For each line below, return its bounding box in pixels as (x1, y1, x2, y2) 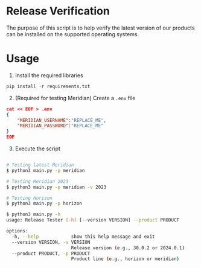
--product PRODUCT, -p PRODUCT (11, 250, 91, 257)
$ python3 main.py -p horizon (6, 200, 83, 206)
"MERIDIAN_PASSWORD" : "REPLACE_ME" (17, 123, 104, 129)
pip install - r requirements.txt (6, 83, 91, 89)
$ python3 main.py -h (6, 211, 61, 218)
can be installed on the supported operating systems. (6, 30, 139, 37)
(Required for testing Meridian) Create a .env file (14, 94, 136, 101)
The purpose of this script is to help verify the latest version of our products (6, 24, 195, 31)
